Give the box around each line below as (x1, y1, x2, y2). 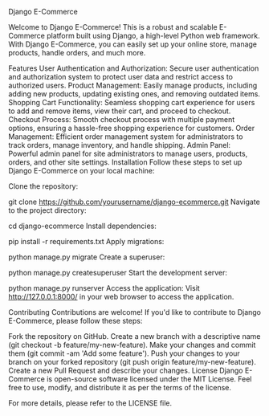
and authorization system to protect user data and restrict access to (8, 72, 233, 81)
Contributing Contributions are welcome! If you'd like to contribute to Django (8, 308, 262, 316)
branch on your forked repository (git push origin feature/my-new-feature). (8, 357, 257, 366)
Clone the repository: (8, 181, 79, 191)
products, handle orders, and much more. (8, 48, 146, 57)
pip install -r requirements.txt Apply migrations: (8, 237, 165, 246)
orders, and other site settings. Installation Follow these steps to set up (8, 157, 243, 167)
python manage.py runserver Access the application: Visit (8, 283, 201, 292)
